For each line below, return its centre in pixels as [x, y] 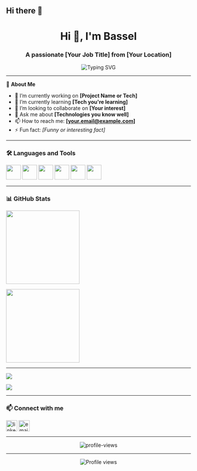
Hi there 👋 [24, 11]
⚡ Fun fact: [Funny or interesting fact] [60, 129]
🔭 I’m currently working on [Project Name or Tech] [76, 95]
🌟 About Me [21, 84]
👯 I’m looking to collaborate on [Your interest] [70, 108]
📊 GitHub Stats [28, 199]
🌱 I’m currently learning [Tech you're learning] [71, 102]
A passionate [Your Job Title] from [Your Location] [98, 55]
